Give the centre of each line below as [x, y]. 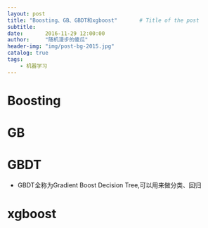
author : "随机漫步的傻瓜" [48, 40]
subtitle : [22, 27]
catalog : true [28, 53]
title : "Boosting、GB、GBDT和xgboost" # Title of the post [103, 20]
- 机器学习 [34, 66]
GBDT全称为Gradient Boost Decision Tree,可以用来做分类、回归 [109, 185]
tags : [15, 60]
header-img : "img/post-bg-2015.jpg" [61, 46]
